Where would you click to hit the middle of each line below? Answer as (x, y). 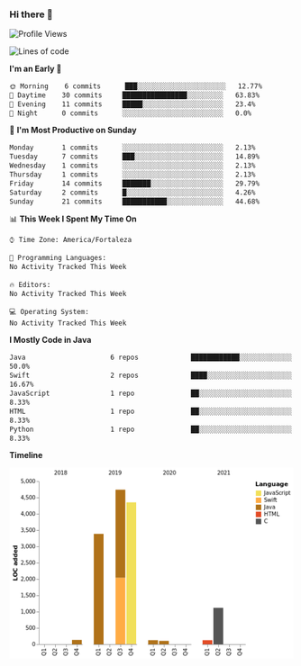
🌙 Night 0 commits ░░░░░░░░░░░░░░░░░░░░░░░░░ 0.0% (131, 113)
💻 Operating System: (50, 312)
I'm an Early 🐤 (36, 69)
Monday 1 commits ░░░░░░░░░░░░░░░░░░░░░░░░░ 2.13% (132, 148)
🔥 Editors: (30, 285)
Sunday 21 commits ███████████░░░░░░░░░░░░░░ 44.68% (134, 202)
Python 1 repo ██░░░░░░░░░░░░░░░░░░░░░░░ (151, 430)
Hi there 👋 (32, 14)
